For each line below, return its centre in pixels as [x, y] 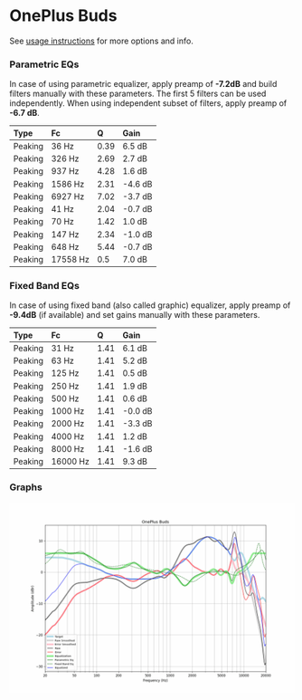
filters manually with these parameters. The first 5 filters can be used [138, 94]
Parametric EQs [44, 64]
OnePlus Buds [63, 16]
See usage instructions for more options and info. [102, 41]
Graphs [26, 487]
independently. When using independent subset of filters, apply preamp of [148, 103]
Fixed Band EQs [44, 285]
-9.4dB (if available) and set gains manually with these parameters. [135, 315]
